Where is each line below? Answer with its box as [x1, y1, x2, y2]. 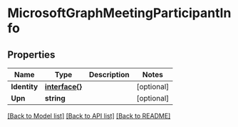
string [45, 93, 66, 103]
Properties [7, 49, 56, 61]
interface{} [45, 82, 83, 91]
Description [88, 70, 130, 79]
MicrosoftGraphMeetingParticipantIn [7, 5, 232, 21]
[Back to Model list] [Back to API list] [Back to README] [7, 112, 171, 120]
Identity [11, 82, 38, 91]
